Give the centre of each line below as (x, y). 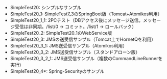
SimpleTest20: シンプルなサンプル (46, 7)
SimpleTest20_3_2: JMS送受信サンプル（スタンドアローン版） (75, 52)
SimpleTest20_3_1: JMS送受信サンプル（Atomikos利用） (69, 46)
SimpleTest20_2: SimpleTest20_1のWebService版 (61, 33)
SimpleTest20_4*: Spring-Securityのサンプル (57, 71)
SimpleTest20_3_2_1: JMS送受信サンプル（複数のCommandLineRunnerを (86, 58)
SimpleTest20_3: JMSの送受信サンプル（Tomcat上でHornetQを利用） (83, 39)
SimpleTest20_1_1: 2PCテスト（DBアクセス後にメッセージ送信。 (77, 20)
